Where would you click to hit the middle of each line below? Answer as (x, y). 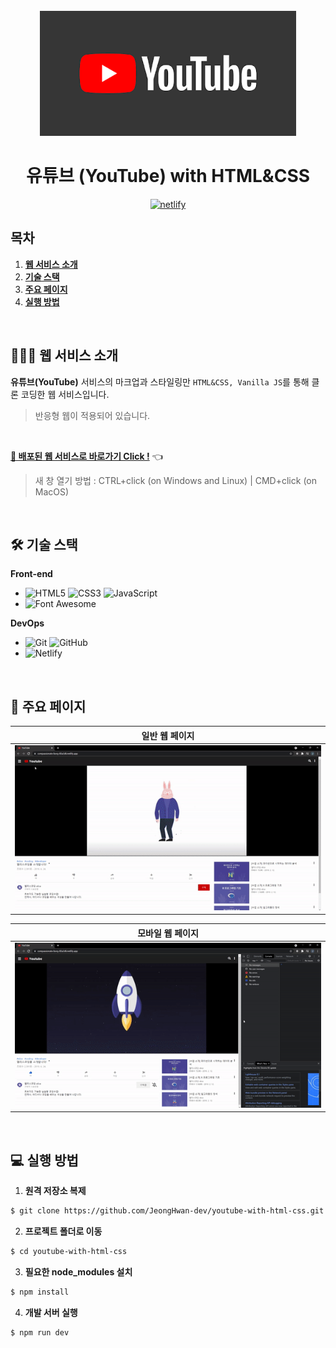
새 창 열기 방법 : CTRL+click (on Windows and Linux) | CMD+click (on (175, 480)
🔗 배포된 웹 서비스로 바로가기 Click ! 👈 (86, 456)
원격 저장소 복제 (55, 1191)
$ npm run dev (40, 1332)
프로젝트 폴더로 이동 (63, 1231)
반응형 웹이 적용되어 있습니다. (92, 415)
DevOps (27, 623)
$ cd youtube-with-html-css (69, 1251)
